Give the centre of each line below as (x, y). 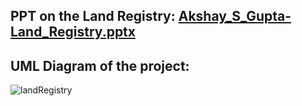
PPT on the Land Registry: (93, 16)
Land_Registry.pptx (73, 32)
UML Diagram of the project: (100, 65)
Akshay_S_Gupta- (235, 16)
